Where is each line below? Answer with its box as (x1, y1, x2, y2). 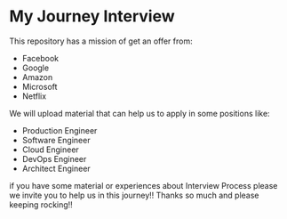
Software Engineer (21, 134, 91, 145)
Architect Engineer (21, 163, 91, 174)
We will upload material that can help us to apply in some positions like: (9, 108, 270, 118)
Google (21, 62, 50, 73)
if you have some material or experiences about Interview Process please (9, 180, 278, 191)
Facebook (21, 53, 60, 63)
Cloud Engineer (21, 144, 80, 155)
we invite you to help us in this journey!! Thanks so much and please (9, 190, 259, 200)
